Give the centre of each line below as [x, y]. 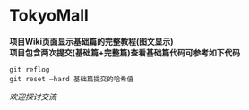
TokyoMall [49, 16]
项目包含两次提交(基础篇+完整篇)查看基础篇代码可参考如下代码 [125, 52]
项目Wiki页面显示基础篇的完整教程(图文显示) [91, 41]
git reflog [30, 69]
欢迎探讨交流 [33, 97]
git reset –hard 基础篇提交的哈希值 [72, 79]
